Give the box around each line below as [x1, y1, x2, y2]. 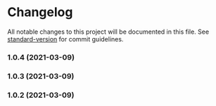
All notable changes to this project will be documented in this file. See [7, 27, 210, 36]
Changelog [7, 4, 73, 20]
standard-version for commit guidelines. [7, 34, 124, 43]
